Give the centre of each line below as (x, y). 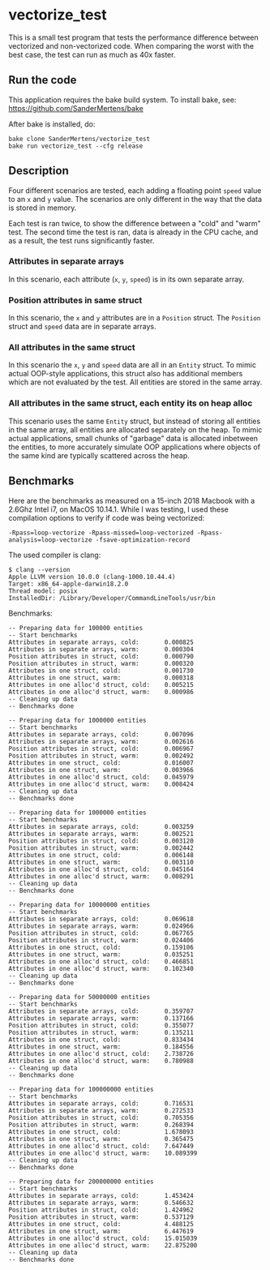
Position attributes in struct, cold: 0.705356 (101, 1118)
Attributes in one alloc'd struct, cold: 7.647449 (101, 1146)
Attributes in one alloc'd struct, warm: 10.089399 (103, 1153)
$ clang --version (39, 569)
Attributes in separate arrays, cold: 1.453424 (101, 1195)
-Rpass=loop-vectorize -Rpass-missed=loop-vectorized (101, 533)
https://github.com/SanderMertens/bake (76, 108)
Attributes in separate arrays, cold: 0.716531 (101, 1103)
